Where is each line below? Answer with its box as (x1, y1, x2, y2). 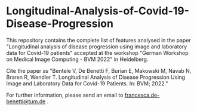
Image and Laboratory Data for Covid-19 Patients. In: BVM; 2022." (6, 79, 168, 87)
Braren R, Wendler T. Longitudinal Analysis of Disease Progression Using (6, 73, 186, 81)
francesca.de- (124, 91, 160, 98)
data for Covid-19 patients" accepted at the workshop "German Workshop (6, 49, 189, 56)
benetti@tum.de (6, 97, 46, 105)
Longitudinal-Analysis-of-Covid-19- (6, 4, 190, 18)
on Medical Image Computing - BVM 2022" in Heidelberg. (6, 55, 149, 63)
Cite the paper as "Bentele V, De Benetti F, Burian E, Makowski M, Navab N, (6, 67, 192, 74)
